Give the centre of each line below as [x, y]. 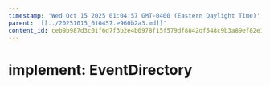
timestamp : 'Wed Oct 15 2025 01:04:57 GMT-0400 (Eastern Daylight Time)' [135, 16]
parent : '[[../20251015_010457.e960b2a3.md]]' [88, 23]
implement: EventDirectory [100, 70]
